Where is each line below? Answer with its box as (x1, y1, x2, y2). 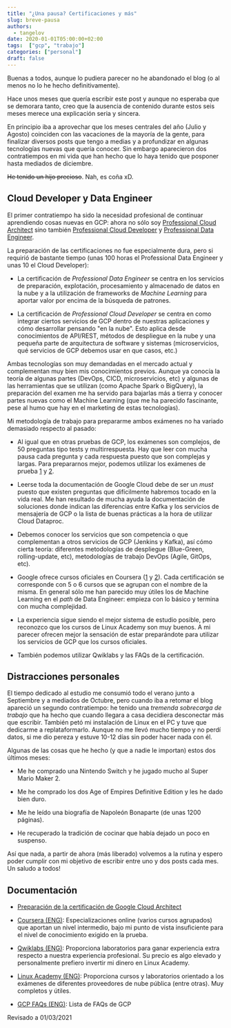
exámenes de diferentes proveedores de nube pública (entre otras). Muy (17, 980, 224, 988)
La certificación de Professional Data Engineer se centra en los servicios (17, 274, 224, 283)
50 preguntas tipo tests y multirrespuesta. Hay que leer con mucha (17, 445, 208, 453)
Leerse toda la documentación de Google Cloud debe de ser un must (17, 480, 214, 488)
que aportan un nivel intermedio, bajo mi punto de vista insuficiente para (17, 923, 224, 931)
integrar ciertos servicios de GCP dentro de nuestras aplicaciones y (17, 316, 210, 325)
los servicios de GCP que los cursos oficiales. (17, 637, 148, 645)
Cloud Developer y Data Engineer (7, 192, 153, 204)
